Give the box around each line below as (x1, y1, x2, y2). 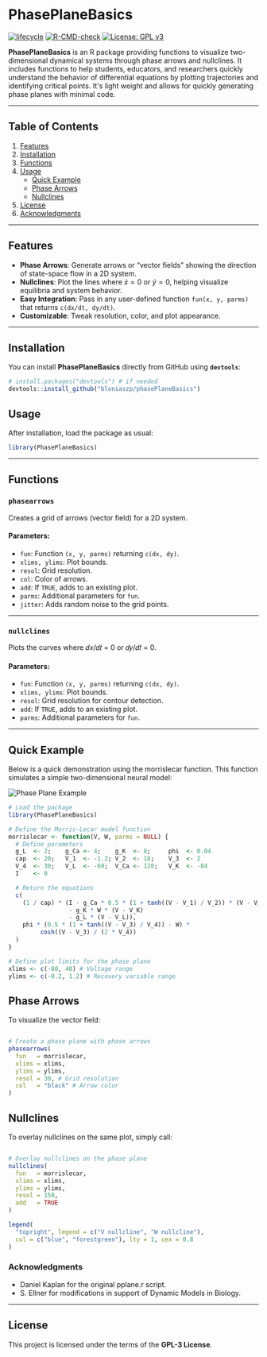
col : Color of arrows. (19, 574, 88, 583)
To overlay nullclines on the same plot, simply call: (8, 1132, 173, 1142)
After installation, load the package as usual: (8, 427, 153, 438)
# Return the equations (15, 883, 94, 891)
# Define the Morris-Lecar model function (8, 825, 151, 833)
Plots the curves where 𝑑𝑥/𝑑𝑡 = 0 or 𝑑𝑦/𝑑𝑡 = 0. (8, 643, 157, 652)
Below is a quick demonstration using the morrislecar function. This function (8, 764, 258, 774)
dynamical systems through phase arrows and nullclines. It (49, 56, 242, 65)
